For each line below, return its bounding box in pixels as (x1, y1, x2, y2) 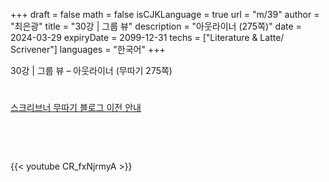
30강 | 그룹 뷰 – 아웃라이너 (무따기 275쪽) (10, 65, 173, 76)
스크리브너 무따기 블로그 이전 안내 (10, 102, 142, 114)
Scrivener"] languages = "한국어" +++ (10, 44, 166, 55)
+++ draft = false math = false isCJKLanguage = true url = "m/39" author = (10, 9, 320, 20)
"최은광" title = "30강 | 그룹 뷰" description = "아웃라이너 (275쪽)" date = (10, 20, 302, 32)
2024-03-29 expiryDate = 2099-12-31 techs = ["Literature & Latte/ (10, 32, 285, 43)
